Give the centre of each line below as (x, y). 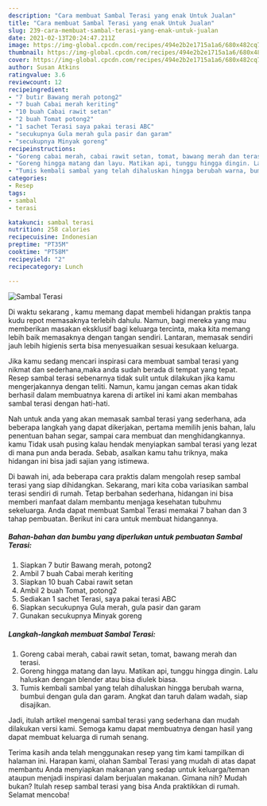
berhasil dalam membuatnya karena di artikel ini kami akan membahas (123, 395)
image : (19, 45)
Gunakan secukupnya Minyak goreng (81, 616)
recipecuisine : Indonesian (53, 237)
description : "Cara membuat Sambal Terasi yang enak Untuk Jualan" (122, 16)
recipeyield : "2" (37, 259)
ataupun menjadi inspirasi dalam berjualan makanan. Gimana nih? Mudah (128, 778)
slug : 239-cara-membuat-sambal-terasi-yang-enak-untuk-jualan (113, 30)
